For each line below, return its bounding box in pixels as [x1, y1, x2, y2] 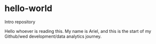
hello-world [4, 3, 53, 14]
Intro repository [4, 19, 36, 25]
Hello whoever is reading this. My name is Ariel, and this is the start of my [4, 28, 151, 34]
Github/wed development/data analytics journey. [4, 33, 102, 39]
